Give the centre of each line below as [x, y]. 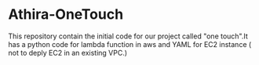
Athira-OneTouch [66, 14]
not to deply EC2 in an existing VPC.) [68, 52]
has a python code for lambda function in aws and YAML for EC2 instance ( [130, 44]
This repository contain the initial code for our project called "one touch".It [128, 36]
